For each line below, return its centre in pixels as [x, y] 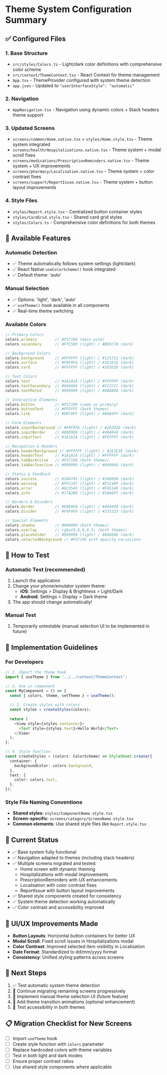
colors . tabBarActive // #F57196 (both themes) [57, 460]
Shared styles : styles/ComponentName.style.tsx [63, 813]
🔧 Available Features [38, 238]
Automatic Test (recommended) [45, 569]
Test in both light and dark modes [47, 1055]
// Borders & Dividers [29, 502]
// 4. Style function [28, 752]
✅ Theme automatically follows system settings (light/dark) [74, 263]
